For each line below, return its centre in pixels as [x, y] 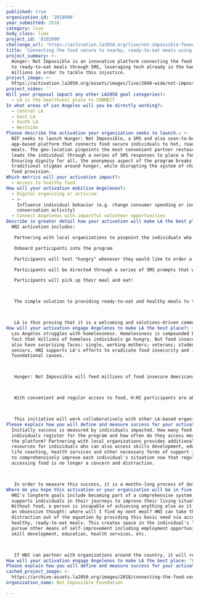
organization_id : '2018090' [41, 17]
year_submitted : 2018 [33, 23]
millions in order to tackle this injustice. [69, 72]
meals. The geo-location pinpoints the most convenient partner [92, 150]
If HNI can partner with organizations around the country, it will [100, 555]
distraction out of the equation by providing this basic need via [97, 518]
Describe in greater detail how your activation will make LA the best [96, 221]
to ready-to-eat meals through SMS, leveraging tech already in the [98, 67]
